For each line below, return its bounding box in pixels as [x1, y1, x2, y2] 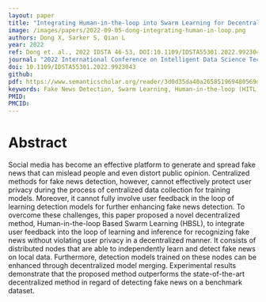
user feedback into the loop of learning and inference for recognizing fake [8, 227, 250, 237]
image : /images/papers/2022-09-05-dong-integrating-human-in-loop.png [8, 26, 246, 34]
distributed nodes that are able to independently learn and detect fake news [8, 244, 256, 254]
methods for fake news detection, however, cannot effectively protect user [8, 177, 252, 187]
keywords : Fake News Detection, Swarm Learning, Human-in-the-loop [8, 85, 236, 93]
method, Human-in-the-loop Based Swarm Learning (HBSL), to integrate [8, 219, 245, 228]
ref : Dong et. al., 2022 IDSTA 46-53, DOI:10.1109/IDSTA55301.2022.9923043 [8, 48, 264, 56]
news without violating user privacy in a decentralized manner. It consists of [8, 236, 256, 245]
